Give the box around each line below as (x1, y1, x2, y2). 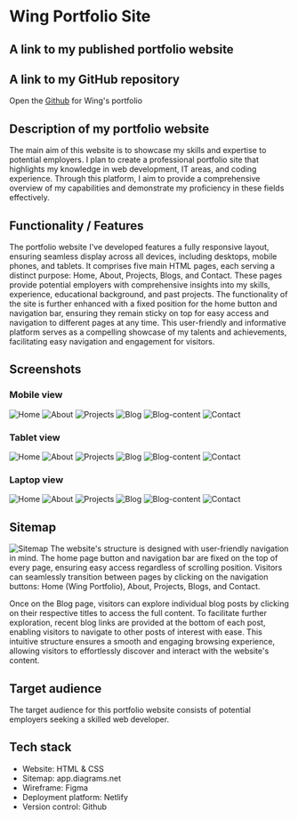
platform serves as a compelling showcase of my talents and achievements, (9, 327, 287, 337)
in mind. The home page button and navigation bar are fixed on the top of (9, 553, 278, 564)
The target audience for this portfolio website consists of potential (9, 704, 252, 715)
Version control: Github (21, 801, 108, 812)
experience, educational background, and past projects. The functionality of (9, 289, 288, 300)
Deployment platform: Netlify (21, 791, 129, 802)
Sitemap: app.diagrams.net (21, 773, 122, 783)
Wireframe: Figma (21, 782, 89, 793)
